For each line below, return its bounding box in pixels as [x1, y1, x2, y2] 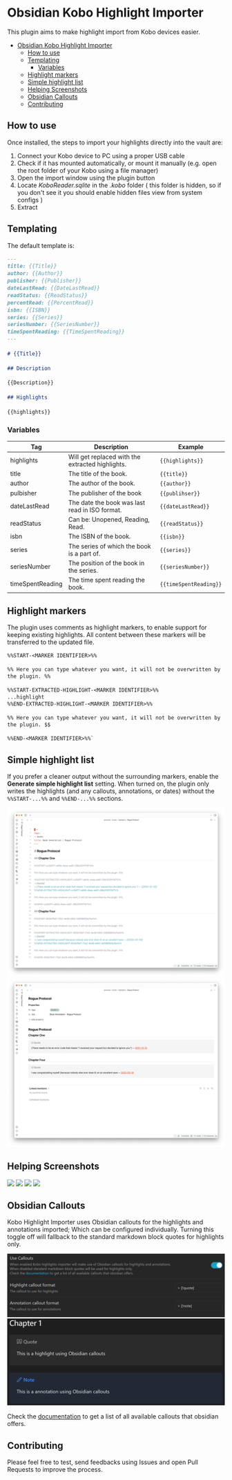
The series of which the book [68, 542, 151, 550]
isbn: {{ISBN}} [7, 306, 51, 314]
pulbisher [10, 488, 37, 497]
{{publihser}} [159, 490, 200, 497]
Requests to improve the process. [7, 1465, 103, 1473]
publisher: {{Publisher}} [7, 278, 81, 285]
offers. [7, 1420, 26, 1428]
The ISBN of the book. [68, 532, 131, 540]
